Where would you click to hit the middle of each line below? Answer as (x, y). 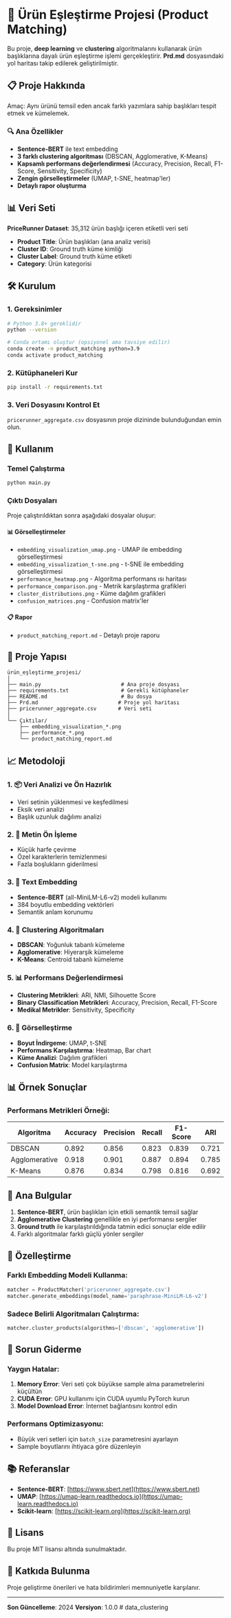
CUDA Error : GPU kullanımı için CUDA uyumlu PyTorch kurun (103, 1399)
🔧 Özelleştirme (39, 1256)
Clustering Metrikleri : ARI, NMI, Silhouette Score (87, 995)
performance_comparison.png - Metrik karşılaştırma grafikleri (102, 586)
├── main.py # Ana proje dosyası (93, 685)
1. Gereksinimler (35, 309)
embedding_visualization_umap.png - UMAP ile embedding (99, 550)
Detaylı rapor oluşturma (52, 186)
